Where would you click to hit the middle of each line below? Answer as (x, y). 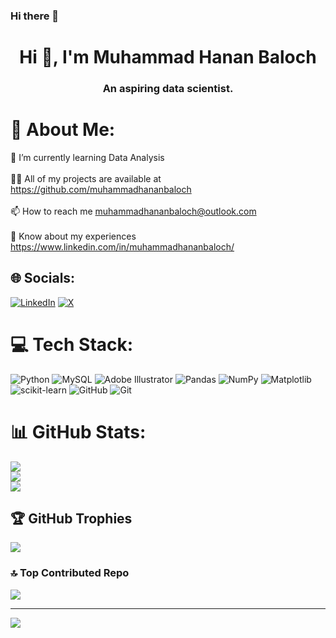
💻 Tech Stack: (72, 344)
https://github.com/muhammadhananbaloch (101, 189)
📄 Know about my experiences (73, 236)
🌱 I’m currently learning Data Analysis (87, 157)
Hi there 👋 (35, 16)
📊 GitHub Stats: (78, 431)
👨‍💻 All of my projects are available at (86, 178)
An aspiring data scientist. (168, 89)
